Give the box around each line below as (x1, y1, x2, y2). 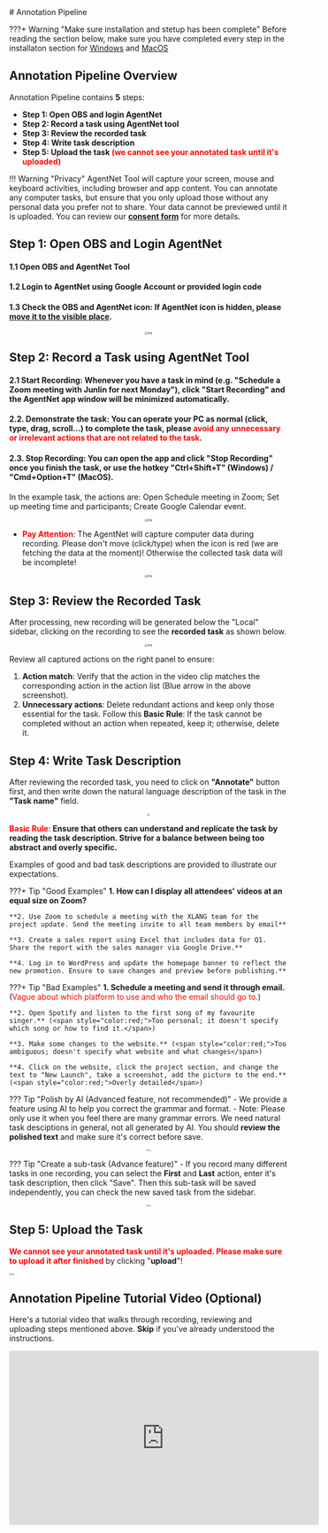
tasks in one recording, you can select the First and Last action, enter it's (9, 1167, 277, 1179)
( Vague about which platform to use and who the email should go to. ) (9, 991, 262, 1002)
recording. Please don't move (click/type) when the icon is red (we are (21, 538, 278, 548)
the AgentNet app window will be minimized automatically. (9, 393, 230, 404)
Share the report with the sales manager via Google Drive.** (9, 943, 243, 952)
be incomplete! (21, 556, 77, 568)
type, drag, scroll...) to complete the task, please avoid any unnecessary (9, 423, 281, 434)
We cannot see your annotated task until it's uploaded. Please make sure (9, 1246, 283, 1257)
